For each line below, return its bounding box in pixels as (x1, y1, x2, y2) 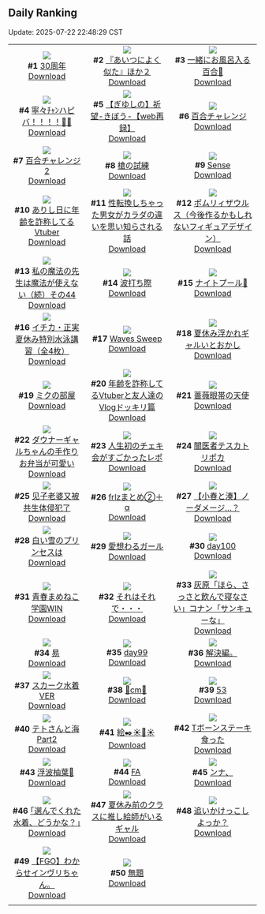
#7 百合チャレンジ (13, 155, 81, 166)
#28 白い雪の (14, 534, 65, 545)
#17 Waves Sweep (91, 333, 162, 344)
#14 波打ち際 (102, 277, 152, 288)
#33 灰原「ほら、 (176, 579, 242, 590)
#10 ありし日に (14, 204, 73, 215)
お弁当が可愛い (19, 458, 75, 469)
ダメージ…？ (193, 502, 241, 513)
